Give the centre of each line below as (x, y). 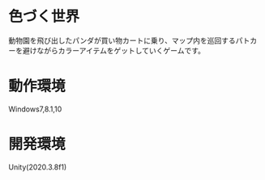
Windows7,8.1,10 (35, 109)
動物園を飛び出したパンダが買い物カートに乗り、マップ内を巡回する (122, 40)
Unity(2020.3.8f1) (38, 167)
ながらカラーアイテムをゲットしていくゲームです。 (120, 50)
